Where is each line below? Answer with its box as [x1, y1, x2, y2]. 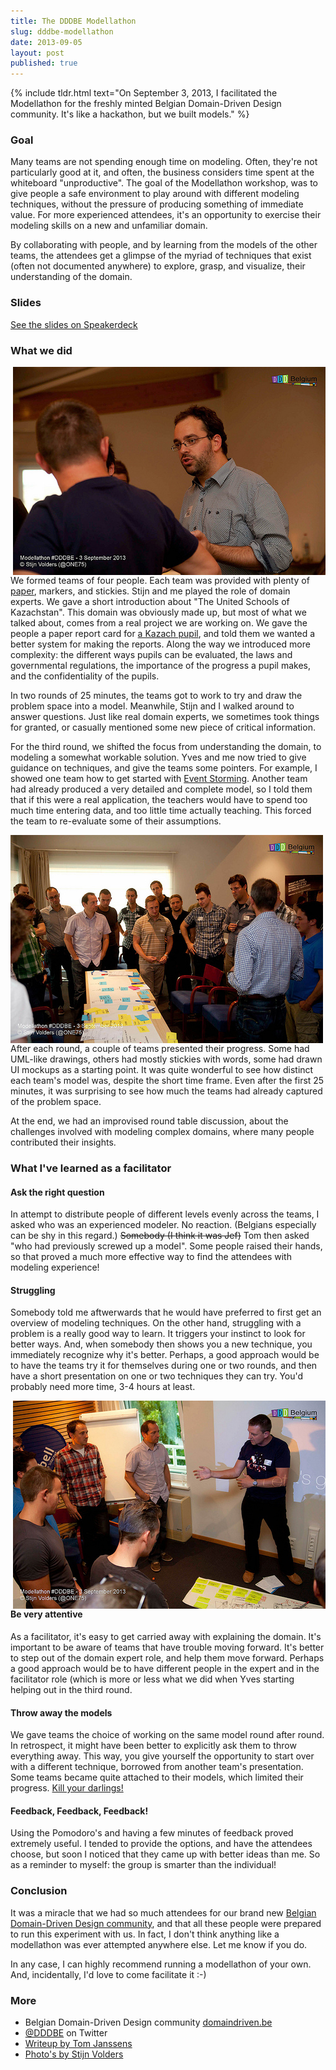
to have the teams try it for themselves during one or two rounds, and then [10, 1360, 318, 1372]
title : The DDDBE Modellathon [10, 16, 137, 26]
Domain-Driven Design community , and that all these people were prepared [10, 1917, 322, 1929]
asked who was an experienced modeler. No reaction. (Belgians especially [10, 1219, 317, 1231]
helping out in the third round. [10, 1683, 133, 1695]
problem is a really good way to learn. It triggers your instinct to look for [10, 1328, 306, 1340]
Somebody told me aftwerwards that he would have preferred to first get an [10, 1306, 322, 1319]
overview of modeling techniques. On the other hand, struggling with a [10, 1317, 302, 1329]
